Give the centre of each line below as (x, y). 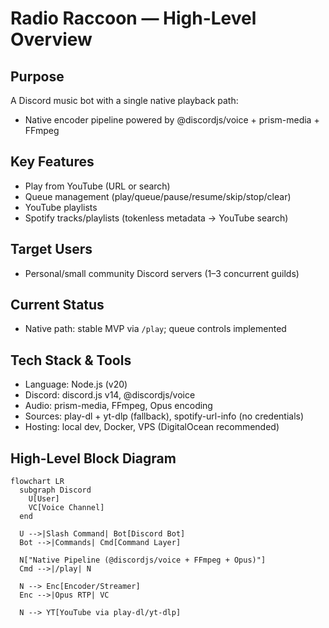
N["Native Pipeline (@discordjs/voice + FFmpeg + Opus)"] (143, 560)
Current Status (57, 305)
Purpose (37, 76)
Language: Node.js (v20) (76, 384)
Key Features (52, 162)
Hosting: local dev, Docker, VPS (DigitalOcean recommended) (152, 427)
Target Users (51, 249)
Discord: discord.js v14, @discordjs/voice (110, 395)
